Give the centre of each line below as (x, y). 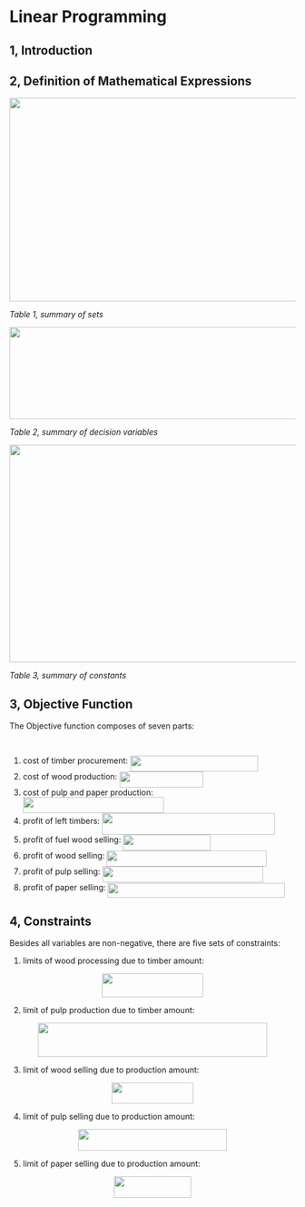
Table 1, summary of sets (57, 314)
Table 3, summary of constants (68, 676)
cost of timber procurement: (75, 760)
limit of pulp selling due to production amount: (108, 1117)
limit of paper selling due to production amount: (112, 1164)
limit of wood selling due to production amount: (111, 1070)
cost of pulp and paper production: (88, 792)
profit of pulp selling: (61, 871)
